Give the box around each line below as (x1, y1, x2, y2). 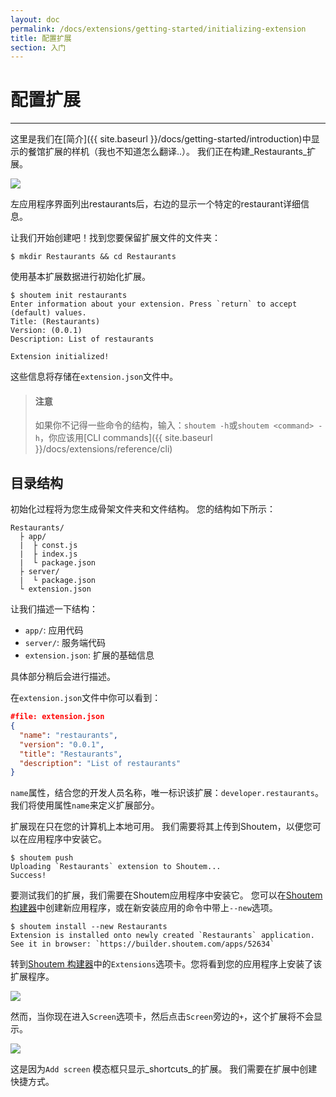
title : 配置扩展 (10, 33, 72, 43)
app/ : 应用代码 (24, 624, 84, 636)
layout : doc (10, 14, 60, 25)
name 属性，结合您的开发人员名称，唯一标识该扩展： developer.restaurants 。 (10, 787, 324, 799)
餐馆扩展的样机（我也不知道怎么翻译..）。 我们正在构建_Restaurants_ (27, 146, 308, 158)
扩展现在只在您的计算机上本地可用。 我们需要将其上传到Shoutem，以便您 (10, 821, 313, 833)
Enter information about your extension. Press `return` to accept (10, 299, 298, 310)
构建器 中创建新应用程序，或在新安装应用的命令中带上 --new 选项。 (10, 902, 278, 914)
